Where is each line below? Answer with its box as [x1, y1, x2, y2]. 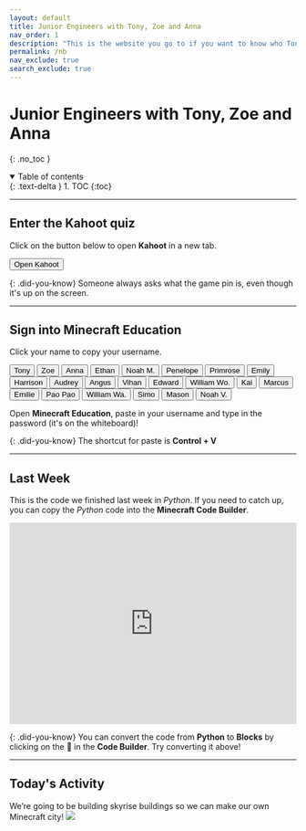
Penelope [166, 366, 199, 375]
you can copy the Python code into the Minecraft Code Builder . [9, 504, 249, 516]
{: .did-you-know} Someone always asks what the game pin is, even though [9, 278, 294, 289]
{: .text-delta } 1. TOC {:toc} [9, 180, 112, 192]
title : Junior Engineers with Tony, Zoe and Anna [9, 22, 202, 31]
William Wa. [86, 390, 127, 400]
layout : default [9, 13, 71, 23]
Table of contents [17, 171, 84, 182]
